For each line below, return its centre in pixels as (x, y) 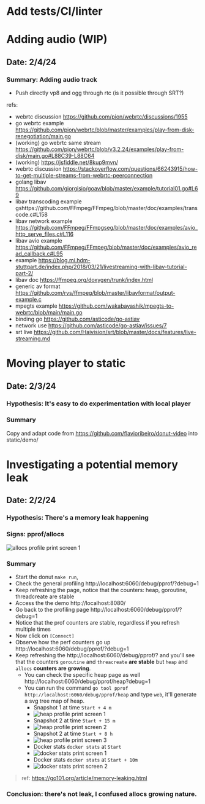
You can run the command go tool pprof (76, 688)
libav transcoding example (49, 201)
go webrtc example (39, 123)
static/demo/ (22, 440)
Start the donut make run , (47, 577)
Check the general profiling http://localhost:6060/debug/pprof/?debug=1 (107, 583)
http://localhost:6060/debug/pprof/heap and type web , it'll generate (110, 694)
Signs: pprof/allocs (35, 534)
